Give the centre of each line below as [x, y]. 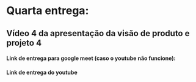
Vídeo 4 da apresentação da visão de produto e [98, 33]
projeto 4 [24, 43]
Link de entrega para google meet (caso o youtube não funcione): [91, 58]
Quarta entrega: [48, 11]
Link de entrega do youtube [42, 72]
